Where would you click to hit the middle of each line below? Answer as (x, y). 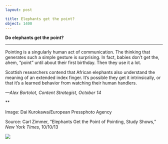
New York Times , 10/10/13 (32, 127)
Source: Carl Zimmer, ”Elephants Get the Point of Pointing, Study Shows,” (81, 122)
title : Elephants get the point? (40, 19)
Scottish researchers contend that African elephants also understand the (80, 72)
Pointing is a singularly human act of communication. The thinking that (78, 52)
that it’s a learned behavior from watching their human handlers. (71, 83)
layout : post (19, 10)
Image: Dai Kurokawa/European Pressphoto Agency (58, 112)
